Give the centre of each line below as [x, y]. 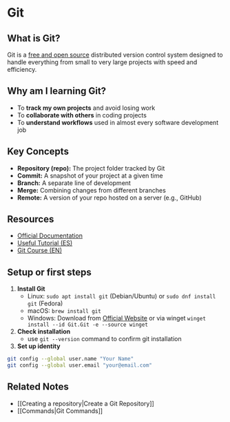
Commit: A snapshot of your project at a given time [90, 175]
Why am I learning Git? [57, 91]
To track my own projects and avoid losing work [86, 108]
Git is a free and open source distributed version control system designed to [115, 55]
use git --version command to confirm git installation [104, 339]
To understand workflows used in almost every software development [118, 122]
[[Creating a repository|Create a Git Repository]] [86, 403]
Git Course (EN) [39, 251]
